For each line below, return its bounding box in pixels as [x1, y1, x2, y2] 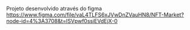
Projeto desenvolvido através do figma [6, 5, 103, 12]
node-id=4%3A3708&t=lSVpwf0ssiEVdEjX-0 [6, 18, 118, 24]
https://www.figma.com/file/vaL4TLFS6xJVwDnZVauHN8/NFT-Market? [6, 11, 184, 18]
